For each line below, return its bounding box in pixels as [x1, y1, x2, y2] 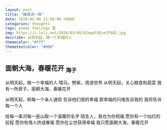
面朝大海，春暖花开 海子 [5, 64, 77, 74]
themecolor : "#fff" [5, 40, 46, 45]
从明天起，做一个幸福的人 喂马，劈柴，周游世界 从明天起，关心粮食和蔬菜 [5, 79, 156, 85]
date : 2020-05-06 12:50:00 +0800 [5, 16, 75, 21]
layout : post [5, 7, 32, 12]
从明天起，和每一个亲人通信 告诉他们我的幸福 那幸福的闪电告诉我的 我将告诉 [5, 96, 162, 102]
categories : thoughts [5, 21, 50, 26]
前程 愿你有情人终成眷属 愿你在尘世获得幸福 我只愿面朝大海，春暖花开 [5, 119, 149, 125]
